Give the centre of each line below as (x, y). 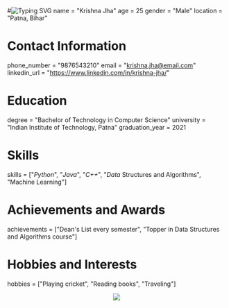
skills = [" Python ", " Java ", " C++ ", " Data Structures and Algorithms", (104, 174)
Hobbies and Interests (72, 264)
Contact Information (67, 46)
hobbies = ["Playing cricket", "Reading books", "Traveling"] (92, 284)
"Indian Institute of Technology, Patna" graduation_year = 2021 (96, 127)
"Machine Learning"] (37, 182)
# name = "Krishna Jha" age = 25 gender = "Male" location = (115, 11)
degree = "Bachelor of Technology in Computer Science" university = (107, 120)
